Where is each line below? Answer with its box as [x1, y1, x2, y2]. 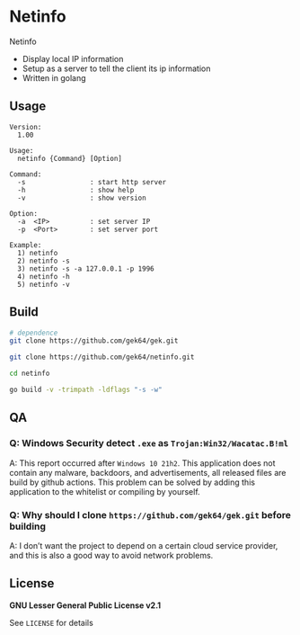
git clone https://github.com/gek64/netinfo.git [9, 353, 195, 362]
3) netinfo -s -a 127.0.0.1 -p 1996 [17, 264, 154, 273]
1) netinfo [17, 248, 58, 257]
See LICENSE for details [9, 617, 94, 628]
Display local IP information [22, 53, 124, 64]
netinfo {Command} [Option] [17, 154, 123, 163]
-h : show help [17, 185, 135, 194]
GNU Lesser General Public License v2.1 [9, 600, 162, 611]
